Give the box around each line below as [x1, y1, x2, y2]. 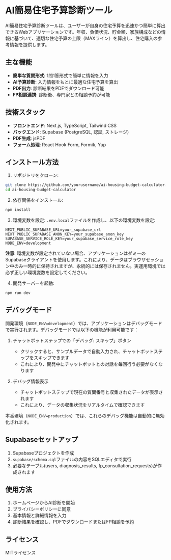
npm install [5, 207, 31, 212]
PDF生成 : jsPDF [12, 135, 46, 141]
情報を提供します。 [9, 41, 50, 47]
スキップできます [34, 355, 70, 361]
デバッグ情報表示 [12, 378, 49, 384]
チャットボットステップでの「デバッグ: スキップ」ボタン [12, 337, 131, 343]
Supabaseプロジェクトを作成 [12, 449, 74, 456]
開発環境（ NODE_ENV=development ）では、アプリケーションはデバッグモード [5, 320, 162, 326]
